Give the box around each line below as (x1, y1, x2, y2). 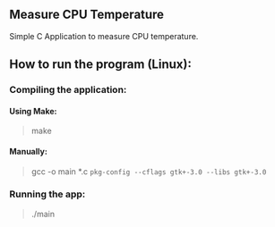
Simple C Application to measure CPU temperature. (9, 30, 199, 41)
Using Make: (9, 105, 57, 116)
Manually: (9, 146, 47, 156)
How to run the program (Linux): (9, 57, 193, 72)
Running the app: (9, 188, 86, 200)
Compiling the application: (9, 84, 127, 97)
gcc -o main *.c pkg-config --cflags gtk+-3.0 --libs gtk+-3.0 (30, 165, 267, 177)
